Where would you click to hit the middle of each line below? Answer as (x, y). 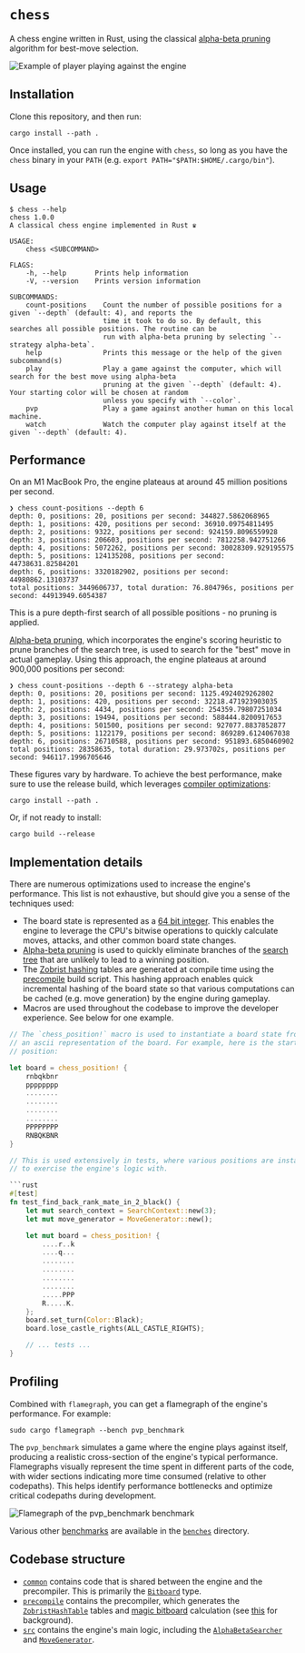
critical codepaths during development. (83, 1496)
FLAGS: (22, 265)
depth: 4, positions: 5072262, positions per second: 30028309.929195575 (152, 548)
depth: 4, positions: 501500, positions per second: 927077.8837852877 (148, 725)
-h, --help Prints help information (107, 273)
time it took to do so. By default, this (182, 320)
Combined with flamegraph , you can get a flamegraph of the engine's (138, 1404)
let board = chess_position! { (69, 1068)
